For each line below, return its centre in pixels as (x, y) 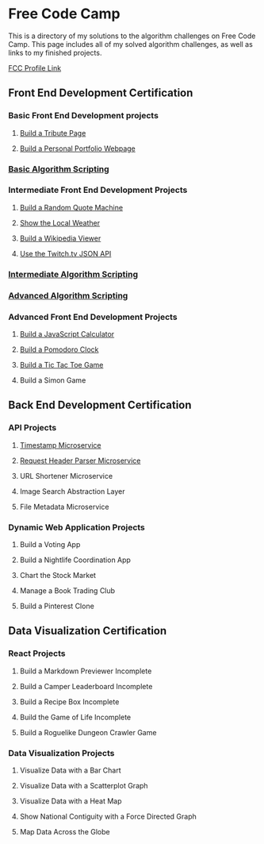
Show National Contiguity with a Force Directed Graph (108, 816)
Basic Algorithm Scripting (59, 169)
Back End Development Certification (100, 405)
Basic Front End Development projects (83, 116)
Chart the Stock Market (58, 575)
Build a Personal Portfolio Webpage (78, 148)
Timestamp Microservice (60, 445)
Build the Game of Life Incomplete (75, 717)
